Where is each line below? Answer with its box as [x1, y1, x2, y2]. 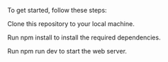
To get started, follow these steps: [7, 6, 108, 14]
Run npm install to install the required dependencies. [7, 33, 161, 42]
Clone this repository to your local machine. [7, 20, 135, 27]
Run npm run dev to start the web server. [7, 47, 128, 55]
